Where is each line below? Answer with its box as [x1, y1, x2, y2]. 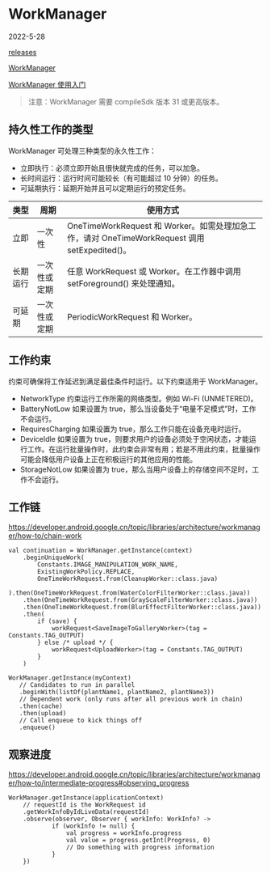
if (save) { [37, 617, 78, 625]
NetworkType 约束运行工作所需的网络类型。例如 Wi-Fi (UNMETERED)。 [19, 393, 258, 403]
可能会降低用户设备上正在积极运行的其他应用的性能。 [19, 454, 198, 464]
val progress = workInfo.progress [65, 829, 182, 837]
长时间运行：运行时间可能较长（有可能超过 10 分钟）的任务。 [19, 173, 223, 183]
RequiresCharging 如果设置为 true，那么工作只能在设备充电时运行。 [19, 424, 246, 434]
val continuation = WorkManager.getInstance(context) [8, 547, 194, 555]
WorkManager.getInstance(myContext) [8, 674, 131, 682]
